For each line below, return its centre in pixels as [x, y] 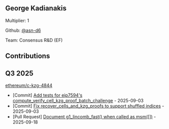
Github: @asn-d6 [23, 30]
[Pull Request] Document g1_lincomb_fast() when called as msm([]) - [84, 117]
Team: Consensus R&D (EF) [34, 40]
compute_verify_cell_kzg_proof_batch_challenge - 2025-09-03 [78, 101]
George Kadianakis [36, 8]
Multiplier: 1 [17, 20]
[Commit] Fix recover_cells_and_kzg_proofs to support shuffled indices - [88, 106]
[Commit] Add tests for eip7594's [47, 95]
